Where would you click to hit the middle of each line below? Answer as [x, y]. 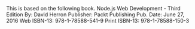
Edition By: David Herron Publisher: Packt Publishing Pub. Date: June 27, [95, 14]
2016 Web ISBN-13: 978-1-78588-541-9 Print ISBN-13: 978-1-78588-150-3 [98, 21]
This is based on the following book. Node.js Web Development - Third [93, 8]
